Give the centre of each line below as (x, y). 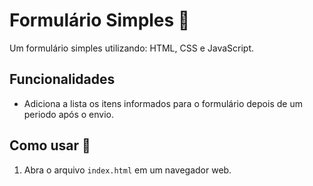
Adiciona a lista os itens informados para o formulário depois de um (163, 103)
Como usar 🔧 (50, 145)
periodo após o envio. (69, 114)
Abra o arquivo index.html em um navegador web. (127, 170)
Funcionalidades (62, 79)
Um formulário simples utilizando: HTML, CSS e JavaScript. (132, 48)
